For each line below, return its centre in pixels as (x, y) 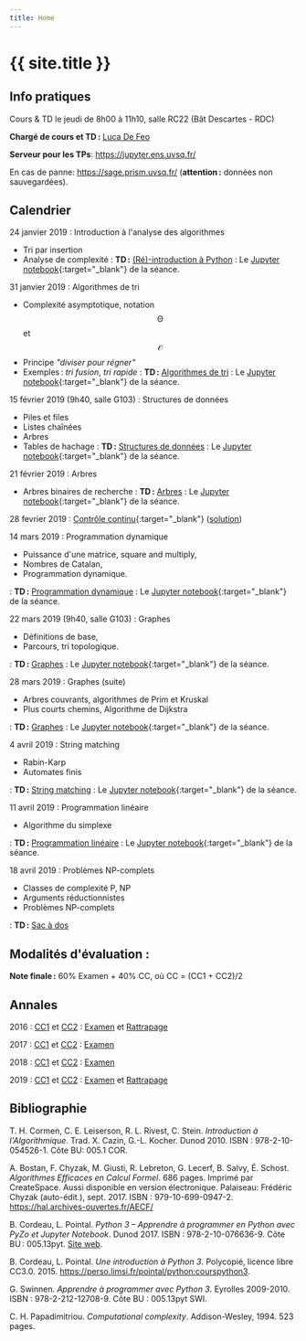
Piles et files (46, 418)
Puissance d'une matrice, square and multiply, (110, 555)
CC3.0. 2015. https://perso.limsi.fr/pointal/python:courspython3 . (130, 1271)
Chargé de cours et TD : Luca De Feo (80, 136)
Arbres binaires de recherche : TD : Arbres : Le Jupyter (126, 492)
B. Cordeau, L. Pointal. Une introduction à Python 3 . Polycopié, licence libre (152, 1261)
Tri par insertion (53, 250)
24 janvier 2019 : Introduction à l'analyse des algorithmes (117, 232)
